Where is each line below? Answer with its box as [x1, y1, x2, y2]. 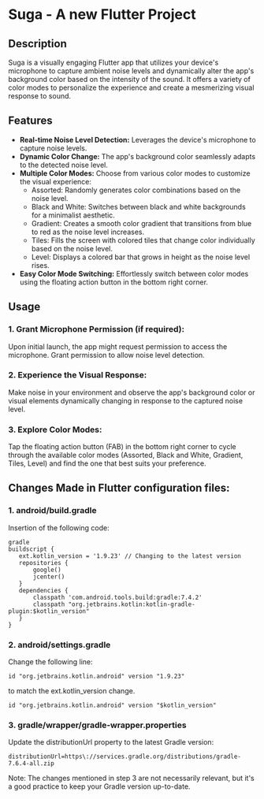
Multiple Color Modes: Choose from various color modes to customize [19, 168, 251, 178]
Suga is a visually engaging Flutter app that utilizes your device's [8, 58, 219, 67]
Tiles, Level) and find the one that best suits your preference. [8, 459, 206, 468]
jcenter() [32, 573, 65, 581]
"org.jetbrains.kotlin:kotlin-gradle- [68, 600, 195, 608]
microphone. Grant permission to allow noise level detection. [8, 350, 205, 359]
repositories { [18, 559, 69, 567]
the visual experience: [19, 177, 92, 186]
